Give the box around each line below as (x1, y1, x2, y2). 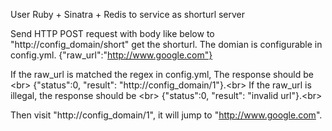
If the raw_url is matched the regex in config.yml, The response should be (10, 69, 314, 80)
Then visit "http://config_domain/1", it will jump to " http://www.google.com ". (10, 109, 323, 121)
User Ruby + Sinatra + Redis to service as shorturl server (10, 9, 246, 20)
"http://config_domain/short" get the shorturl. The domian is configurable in (10, 39, 323, 50)
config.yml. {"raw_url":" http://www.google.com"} (10, 49, 213, 61)
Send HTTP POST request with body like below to (10, 28, 215, 39)
